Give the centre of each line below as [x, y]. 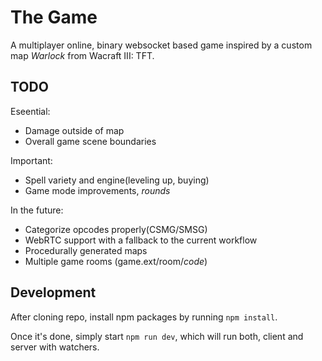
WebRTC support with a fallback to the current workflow [141, 240]
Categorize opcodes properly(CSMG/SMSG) [116, 229]
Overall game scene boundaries [90, 141]
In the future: [37, 210]
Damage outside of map [74, 130]
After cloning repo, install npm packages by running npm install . [144, 317]
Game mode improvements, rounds [97, 190]
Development [53, 292]
